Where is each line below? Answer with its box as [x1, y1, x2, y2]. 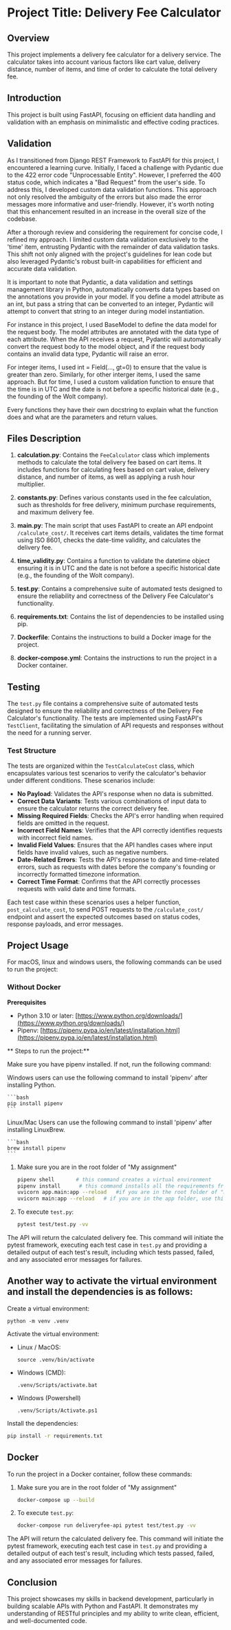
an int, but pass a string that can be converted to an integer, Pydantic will [7, 299, 214, 308]
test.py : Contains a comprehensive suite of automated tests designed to [16, 585, 223, 593]
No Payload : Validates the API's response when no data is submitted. [16, 789, 214, 797]
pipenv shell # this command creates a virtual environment [16, 1176, 212, 1183]
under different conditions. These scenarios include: [7, 776, 155, 784]
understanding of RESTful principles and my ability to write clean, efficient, [7, 1609, 219, 1618]
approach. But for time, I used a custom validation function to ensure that [7, 377, 214, 386]
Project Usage [7, 939, 69, 951]
